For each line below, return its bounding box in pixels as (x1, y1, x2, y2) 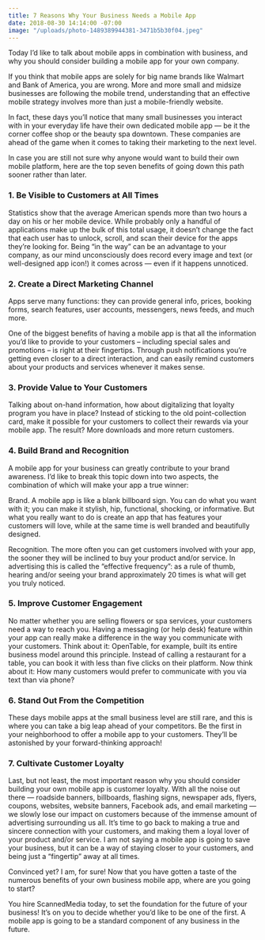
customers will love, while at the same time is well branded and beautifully (8, 520, 251, 530)
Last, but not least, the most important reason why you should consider (8, 776, 241, 785)
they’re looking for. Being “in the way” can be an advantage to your (8, 241, 227, 251)
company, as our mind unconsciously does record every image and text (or (8, 250, 253, 259)
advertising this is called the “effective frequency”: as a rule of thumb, (8, 561, 236, 571)
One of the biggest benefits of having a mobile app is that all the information (8, 328, 257, 338)
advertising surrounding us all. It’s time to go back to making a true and (8, 818, 240, 827)
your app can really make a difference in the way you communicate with (8, 632, 243, 643)
